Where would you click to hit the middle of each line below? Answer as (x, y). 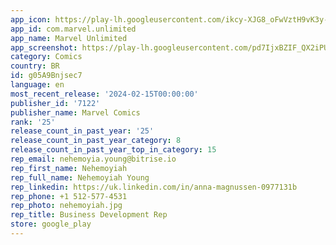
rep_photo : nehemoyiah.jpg (66, 206)
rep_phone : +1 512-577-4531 (69, 196)
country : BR (35, 66)
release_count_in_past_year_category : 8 (96, 141)
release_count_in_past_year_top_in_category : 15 (113, 150)
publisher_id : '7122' (55, 103)
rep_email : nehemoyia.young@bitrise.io (93, 159)
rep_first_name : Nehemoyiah (69, 168)
